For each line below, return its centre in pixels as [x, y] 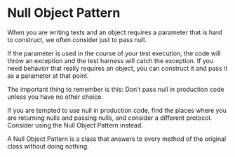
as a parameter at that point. [48, 76]
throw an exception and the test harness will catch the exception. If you [110, 60]
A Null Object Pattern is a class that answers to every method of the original [117, 139]
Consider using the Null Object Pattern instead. [75, 125]
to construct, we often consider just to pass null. [77, 39]
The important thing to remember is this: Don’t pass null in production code [116, 89]
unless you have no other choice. [55, 97]
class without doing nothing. [48, 146]
